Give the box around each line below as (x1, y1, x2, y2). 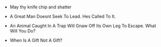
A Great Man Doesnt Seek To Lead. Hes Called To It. (9, 14, 116, 19)
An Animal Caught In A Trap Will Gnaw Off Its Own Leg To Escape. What (9, 23, 156, 29)
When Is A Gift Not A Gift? (9, 37, 63, 43)
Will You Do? (9, 28, 36, 33)
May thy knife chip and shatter (9, 4, 72, 10)
